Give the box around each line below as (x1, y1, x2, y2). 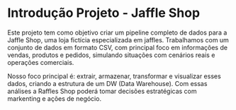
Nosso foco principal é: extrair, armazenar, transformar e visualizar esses (7, 72, 221, 80)
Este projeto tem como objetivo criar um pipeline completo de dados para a (7, 28, 227, 37)
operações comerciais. (7, 58, 74, 66)
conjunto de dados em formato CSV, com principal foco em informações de (7, 43, 228, 51)
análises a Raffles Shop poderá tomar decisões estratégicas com (7, 87, 197, 95)
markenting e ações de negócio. (7, 94, 101, 103)
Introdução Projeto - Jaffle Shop (7, 5, 201, 21)
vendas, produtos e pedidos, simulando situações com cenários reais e (7, 51, 215, 59)
